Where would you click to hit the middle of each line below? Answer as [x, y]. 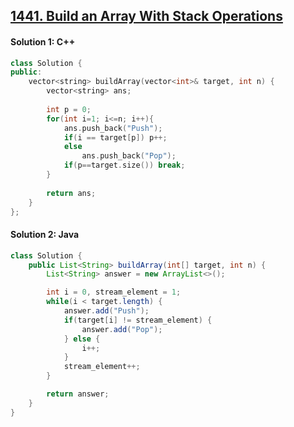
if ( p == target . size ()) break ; [124, 165]
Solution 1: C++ [43, 41]
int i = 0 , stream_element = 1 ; [114, 292]
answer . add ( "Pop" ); [122, 329]
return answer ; [78, 394]
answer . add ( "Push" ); [106, 311]
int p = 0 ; [69, 109]
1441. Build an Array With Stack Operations [146, 16]
